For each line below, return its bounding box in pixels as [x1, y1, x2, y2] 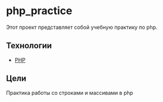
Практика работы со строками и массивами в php [6, 89, 134, 96]
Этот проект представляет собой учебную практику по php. [6, 24, 158, 31]
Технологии [6, 41, 52, 51]
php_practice [6, 4, 72, 18]
